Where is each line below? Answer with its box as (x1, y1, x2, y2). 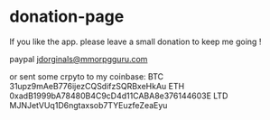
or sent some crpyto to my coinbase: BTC (9, 70, 164, 82)
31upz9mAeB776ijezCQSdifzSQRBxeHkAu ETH (9, 80, 185, 91)
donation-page (9, 6, 125, 27)
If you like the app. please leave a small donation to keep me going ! (9, 36, 262, 47)
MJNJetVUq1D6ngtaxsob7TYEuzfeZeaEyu (9, 99, 168, 110)
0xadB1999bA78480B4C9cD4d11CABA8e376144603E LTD (9, 90, 228, 101)
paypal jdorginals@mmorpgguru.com (9, 53, 148, 64)
